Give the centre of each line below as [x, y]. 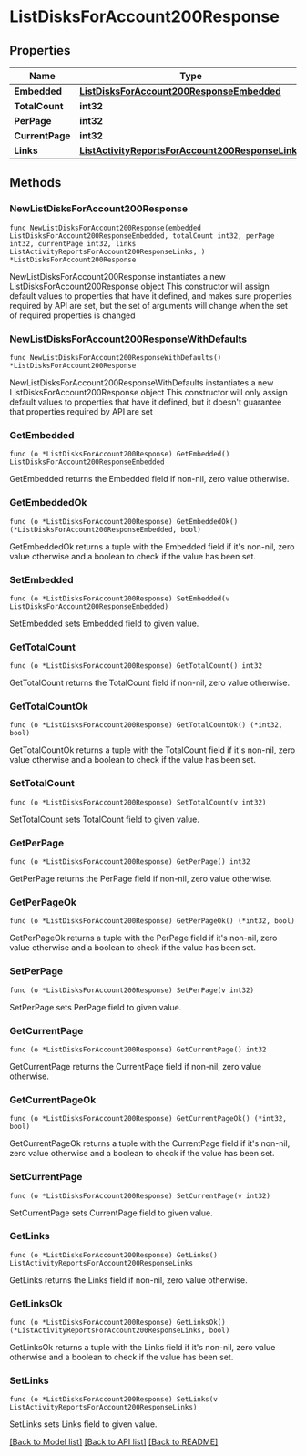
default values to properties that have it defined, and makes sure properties [151, 296]
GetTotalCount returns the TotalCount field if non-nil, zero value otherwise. [149, 683]
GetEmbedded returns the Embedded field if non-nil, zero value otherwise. [149, 479]
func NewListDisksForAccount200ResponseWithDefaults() [116, 357]
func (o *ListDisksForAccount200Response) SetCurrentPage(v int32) [140, 1195]
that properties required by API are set [81, 411]
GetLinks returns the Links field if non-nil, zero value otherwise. [128, 1280]
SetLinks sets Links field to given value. [83, 1424]
